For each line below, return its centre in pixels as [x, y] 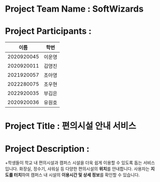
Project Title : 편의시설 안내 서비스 [71, 126]
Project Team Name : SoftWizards [74, 9]
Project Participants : [48, 31]
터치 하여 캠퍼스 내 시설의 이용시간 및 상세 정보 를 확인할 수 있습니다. [77, 175]
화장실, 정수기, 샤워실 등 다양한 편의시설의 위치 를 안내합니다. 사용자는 [84, 169]
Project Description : [47, 149]
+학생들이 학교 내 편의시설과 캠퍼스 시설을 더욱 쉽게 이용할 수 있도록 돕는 [73, 163]
